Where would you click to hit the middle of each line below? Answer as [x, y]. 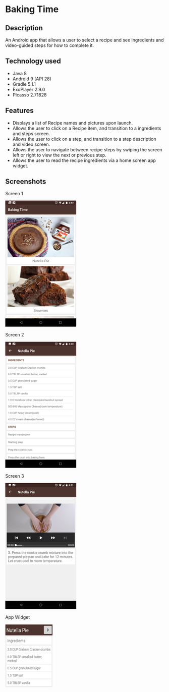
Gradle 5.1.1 [24, 84]
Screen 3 [15, 476]
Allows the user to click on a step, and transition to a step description [84, 139]
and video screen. [31, 144]
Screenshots [26, 182]
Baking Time [32, 9]
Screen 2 [15, 335]
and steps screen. [31, 133]
